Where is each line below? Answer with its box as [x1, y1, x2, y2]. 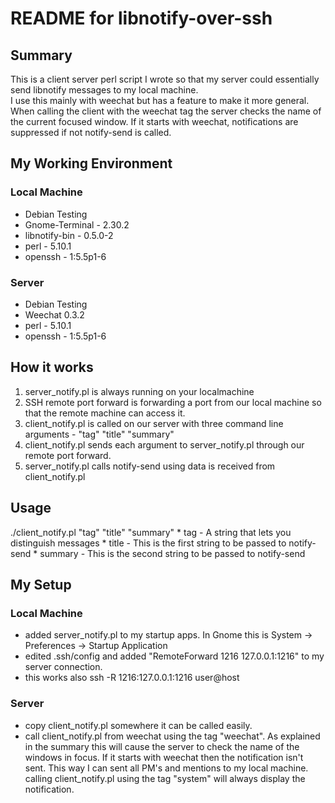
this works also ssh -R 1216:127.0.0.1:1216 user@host [24, 672, 240, 684]
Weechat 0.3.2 [24, 308, 85, 321]
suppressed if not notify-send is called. [10, 127, 172, 138]
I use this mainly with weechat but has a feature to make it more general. [10, 95, 310, 106]
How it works [10, 359, 94, 376]
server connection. [24, 661, 103, 673]
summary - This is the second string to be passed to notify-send [39, 547, 306, 559]
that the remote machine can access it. [24, 407, 186, 419]
